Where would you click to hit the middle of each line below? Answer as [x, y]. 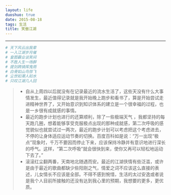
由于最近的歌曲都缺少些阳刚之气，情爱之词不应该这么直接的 [92, 168]
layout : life [19, 10]
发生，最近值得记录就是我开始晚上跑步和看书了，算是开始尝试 [94, 98]
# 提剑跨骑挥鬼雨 [21, 67]
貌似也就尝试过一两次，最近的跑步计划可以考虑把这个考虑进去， [97, 130]
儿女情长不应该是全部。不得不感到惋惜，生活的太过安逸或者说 [99, 175]
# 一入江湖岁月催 [21, 53]
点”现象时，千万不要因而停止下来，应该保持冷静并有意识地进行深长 [95, 142]
